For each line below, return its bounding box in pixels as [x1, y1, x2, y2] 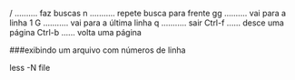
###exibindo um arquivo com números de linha [9, 45, 186, 55]
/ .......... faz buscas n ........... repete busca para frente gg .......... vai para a [9, 8, 287, 18]
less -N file [9, 63, 51, 73]
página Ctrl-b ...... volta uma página [9, 27, 143, 37]
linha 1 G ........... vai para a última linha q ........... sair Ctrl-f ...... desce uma [9, 17, 284, 28]
